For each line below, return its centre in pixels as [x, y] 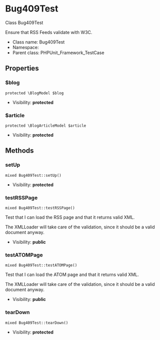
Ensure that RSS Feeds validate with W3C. [49, 32]
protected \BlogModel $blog [35, 93]
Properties [22, 68]
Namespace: [26, 47]
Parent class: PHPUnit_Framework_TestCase [58, 53]
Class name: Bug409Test [39, 42]
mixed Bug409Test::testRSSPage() [40, 208]
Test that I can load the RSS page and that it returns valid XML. [70, 217]
